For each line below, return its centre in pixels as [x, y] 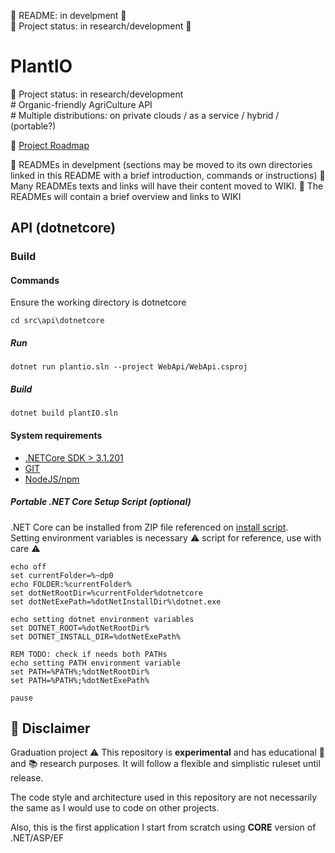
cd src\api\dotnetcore [57, 321]
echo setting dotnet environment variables [102, 619]
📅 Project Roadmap [50, 145]
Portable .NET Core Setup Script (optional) [101, 502]
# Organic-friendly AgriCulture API [81, 104]
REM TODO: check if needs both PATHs [89, 654]
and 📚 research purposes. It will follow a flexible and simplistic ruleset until [165, 764]
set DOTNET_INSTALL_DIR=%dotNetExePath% [96, 636]
